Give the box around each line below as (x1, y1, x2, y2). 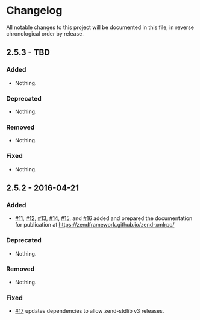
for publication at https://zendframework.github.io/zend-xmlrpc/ (14, 221, 175, 228)
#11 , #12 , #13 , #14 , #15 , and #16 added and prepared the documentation (14, 215, 193, 222)
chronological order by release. (6, 30, 84, 37)
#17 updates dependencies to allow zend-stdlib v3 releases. (14, 307, 164, 315)
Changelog (6, 4, 63, 17)
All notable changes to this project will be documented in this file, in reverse (6, 24, 195, 31)
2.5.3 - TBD (6, 48, 50, 58)
